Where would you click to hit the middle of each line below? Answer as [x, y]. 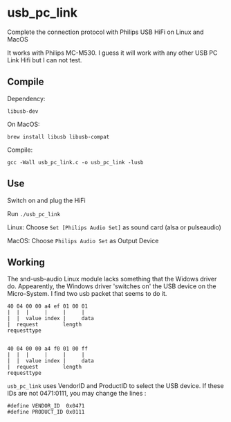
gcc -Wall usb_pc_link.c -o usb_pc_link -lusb [75, 162]
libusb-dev [23, 111]
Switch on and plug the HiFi [46, 200]
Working [26, 262]
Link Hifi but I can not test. [45, 60]
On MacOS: [24, 124]
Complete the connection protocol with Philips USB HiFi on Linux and [105, 32]
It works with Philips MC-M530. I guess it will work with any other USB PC [112, 53]
